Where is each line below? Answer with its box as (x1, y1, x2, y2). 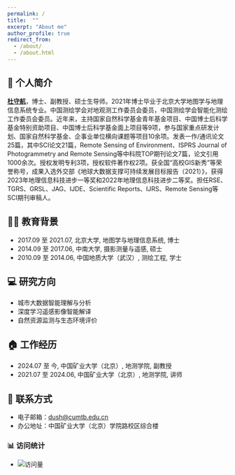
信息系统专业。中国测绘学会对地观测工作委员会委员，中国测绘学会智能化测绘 (7, 106, 228, 114)
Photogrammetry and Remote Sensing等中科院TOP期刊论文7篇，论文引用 (7, 149, 219, 158)
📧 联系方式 (7, 393, 52, 405)
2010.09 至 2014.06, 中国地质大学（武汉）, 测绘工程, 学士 (17, 253, 182, 261)
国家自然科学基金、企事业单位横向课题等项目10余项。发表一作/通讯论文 (19, 132, 225, 140)
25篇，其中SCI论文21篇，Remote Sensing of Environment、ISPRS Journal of (7, 141, 227, 149)
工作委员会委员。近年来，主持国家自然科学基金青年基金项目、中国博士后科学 (7, 114, 228, 123)
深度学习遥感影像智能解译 (17, 308, 92, 316)
